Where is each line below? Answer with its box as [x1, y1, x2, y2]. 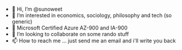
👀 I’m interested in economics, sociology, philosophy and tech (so [11, 12, 172, 19]
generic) [11, 18, 32, 25]
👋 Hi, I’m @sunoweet [11, 6, 63, 12]
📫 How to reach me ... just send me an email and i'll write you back [11, 37, 176, 44]
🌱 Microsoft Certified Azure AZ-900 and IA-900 [11, 24, 128, 31]
